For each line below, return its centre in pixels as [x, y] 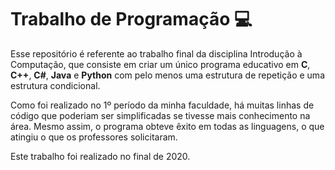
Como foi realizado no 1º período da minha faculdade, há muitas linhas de [162, 105]
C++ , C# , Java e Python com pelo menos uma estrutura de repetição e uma [167, 75]
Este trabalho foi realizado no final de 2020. [100, 156]
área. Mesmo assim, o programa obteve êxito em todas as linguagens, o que [167, 126]
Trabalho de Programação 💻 [131, 19]
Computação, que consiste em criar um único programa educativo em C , [160, 64]
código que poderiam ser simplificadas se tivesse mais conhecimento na [160, 115]
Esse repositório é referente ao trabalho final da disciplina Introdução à [156, 53]
